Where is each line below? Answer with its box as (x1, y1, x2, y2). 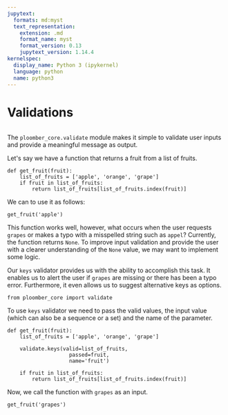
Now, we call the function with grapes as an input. (7, 388, 149, 396)
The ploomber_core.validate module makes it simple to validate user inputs (7, 133, 222, 142)
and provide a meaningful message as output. (7, 141, 138, 149)
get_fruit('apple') (7, 211, 64, 218)
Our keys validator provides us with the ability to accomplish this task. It (7, 266, 211, 274)
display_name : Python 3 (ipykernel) (13, 62, 119, 69)
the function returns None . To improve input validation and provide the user (7, 238, 219, 247)
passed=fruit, (68, 351, 110, 359)
